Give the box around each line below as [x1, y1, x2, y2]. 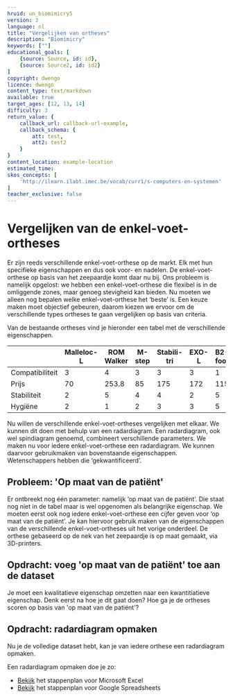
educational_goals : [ [7, 49, 70, 56]
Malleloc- [64, 348, 98, 357]
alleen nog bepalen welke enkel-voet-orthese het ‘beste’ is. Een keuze [7, 296, 208, 304]
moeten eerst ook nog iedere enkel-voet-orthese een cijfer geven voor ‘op [7, 509, 220, 518]
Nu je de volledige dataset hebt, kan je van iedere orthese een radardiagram [7, 641, 225, 650]
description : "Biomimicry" [7, 36, 85, 43]
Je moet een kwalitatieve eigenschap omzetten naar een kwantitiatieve [7, 588, 210, 597]
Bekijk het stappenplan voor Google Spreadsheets [17, 683, 161, 691]
